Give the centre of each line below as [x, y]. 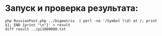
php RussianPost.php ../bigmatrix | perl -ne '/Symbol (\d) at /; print [81, 21]
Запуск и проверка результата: [72, 8]
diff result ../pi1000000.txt [36, 29]
